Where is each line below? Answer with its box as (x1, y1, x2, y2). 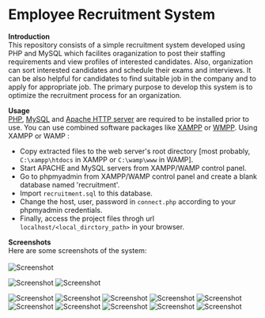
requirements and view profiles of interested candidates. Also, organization (8, 57, 253, 66)
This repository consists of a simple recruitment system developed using (8, 40, 245, 49)
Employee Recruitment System (8, 6, 216, 24)
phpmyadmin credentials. (19, 205, 103, 214)
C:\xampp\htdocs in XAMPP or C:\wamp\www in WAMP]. (19, 154, 194, 164)
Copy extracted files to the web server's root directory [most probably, (19, 146, 251, 156)
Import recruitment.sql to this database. (19, 188, 153, 198)
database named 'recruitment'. (19, 180, 120, 189)
